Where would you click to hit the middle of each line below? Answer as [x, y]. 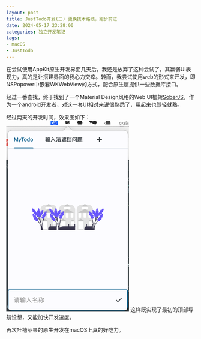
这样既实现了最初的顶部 [159, 310]
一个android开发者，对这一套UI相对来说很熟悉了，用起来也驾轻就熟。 [97, 104]
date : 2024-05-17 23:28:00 [40, 25]
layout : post [22, 13]
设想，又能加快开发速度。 [43, 317]
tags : [13, 38]
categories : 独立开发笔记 [36, 32]
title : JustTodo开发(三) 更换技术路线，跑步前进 [62, 19]
